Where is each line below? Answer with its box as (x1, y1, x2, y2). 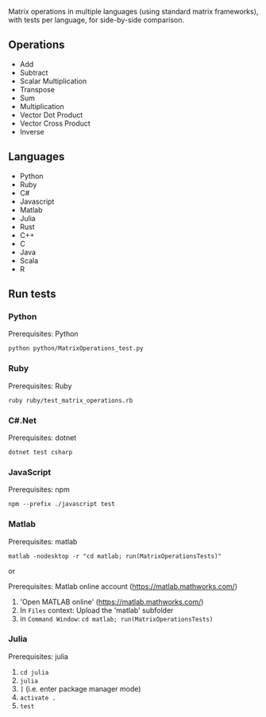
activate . (19, 694, 56, 702)
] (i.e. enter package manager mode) (19, 684, 141, 693)
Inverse (19, 127, 45, 136)
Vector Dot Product (19, 110, 83, 119)
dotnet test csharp (8, 448, 73, 456)
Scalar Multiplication (19, 76, 87, 86)
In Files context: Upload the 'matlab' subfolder (19, 605, 174, 615)
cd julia (19, 668, 49, 676)
